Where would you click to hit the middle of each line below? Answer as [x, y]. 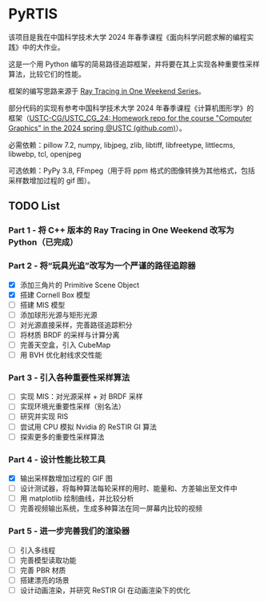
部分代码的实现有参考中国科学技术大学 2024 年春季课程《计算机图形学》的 [131, 108]
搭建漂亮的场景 [44, 580]
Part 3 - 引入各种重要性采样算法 [69, 377]
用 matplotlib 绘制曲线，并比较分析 [77, 498]
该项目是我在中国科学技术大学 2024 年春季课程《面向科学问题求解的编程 [128, 37]
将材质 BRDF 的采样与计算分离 [70, 335]
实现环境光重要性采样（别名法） [72, 407]
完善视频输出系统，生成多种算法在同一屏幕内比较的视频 [111, 508]
